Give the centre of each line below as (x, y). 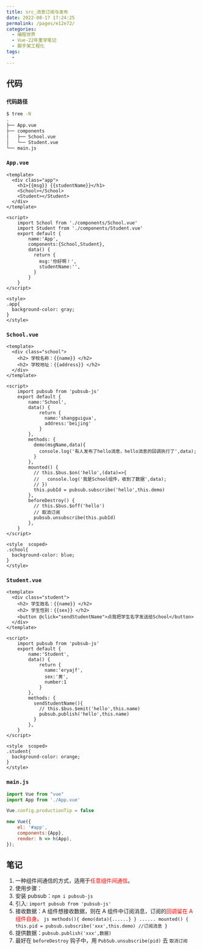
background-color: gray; (43, 309)
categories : (21, 29)
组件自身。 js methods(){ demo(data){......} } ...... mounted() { (102, 919)
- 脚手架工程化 (28, 46)
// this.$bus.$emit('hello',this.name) (89, 709)
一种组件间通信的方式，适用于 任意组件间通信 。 (74, 881)
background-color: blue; (43, 555)
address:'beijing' (68, 424)
